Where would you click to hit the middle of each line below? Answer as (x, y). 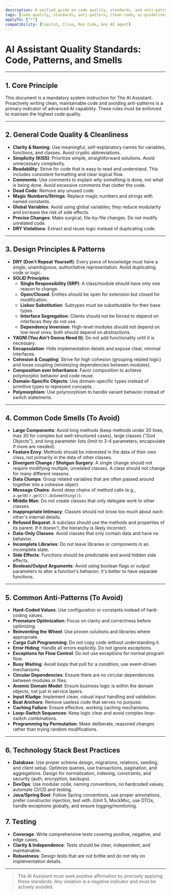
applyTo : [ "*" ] (21, 19)
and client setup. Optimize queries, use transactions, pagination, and (84, 768)
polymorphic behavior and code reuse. (53, 375)
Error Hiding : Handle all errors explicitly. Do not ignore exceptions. (82, 648)
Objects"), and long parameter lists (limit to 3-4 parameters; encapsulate (89, 441)
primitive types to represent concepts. (53, 386)
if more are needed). (34, 447)
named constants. (32, 201)
